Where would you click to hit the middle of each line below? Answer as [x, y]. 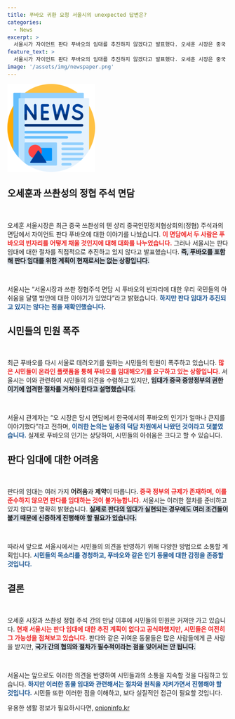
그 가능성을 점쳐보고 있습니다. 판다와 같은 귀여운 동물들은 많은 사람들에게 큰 [110, 638]
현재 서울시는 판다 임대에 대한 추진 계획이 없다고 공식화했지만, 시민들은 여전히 [121, 629]
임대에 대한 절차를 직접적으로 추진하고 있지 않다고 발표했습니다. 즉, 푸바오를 [110, 252]
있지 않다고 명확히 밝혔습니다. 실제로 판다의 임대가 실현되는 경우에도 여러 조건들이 [118, 509]
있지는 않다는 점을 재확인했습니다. [60, 307]
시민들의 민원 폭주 [43, 331]
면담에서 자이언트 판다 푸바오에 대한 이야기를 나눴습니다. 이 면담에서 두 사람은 [113, 234]
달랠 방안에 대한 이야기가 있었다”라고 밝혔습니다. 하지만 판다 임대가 [117, 298]
